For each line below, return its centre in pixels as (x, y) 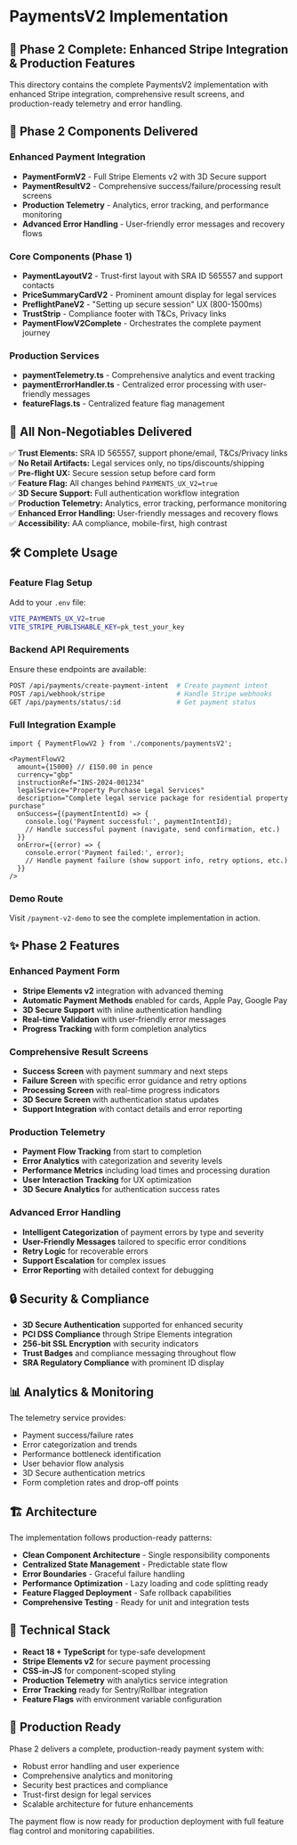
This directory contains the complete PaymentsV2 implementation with (139, 85)
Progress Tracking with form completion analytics (114, 1028)
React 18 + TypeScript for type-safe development (114, 1651)
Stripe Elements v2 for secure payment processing (116, 1661)
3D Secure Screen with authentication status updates (120, 1100)
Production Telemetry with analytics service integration (125, 1680)
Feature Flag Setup (51, 583)
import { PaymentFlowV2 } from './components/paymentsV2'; (121, 743)
